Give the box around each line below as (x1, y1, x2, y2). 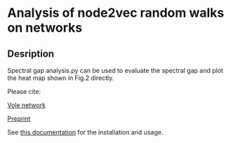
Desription (7, 48, 55, 60)
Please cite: (7, 88, 41, 95)
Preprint (7, 114, 31, 123)
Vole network (7, 101, 46, 109)
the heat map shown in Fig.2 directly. (7, 74, 114, 82)
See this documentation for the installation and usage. (7, 128, 164, 136)
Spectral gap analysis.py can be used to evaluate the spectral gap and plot (7, 67, 223, 74)
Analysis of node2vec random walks (7, 5, 225, 21)
